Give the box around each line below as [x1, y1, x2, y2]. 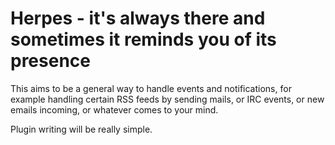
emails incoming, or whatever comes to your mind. [10, 103, 219, 116]
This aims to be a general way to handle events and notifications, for [10, 82, 292, 94]
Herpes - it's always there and [10, 7, 266, 30]
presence [10, 50, 91, 72]
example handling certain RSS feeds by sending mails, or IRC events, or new [10, 93, 325, 105]
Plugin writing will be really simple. [10, 123, 153, 135]
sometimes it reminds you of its [10, 28, 277, 51]
